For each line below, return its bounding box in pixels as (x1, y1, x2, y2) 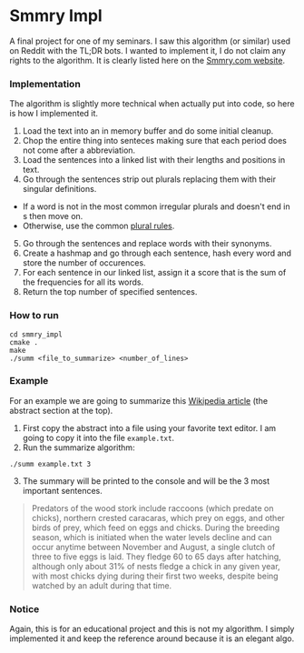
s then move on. (22, 211, 83, 222)
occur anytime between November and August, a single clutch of (31, 541, 276, 552)
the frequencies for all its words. (22, 276, 144, 287)
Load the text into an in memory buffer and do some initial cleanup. (22, 126, 274, 136)
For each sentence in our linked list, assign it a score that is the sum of (22, 267, 287, 278)
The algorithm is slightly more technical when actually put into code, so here (9, 98, 295, 109)
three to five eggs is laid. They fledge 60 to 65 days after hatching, (31, 551, 281, 562)
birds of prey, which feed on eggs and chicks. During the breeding (31, 522, 280, 533)
